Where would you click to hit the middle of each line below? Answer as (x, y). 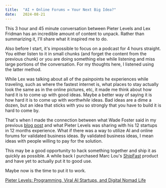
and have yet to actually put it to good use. (49, 161)
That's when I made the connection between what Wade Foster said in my (81, 120)
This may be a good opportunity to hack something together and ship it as (81, 150)
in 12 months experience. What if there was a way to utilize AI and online (79, 130)
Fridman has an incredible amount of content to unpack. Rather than (75, 34)
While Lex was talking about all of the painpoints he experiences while (77, 79)
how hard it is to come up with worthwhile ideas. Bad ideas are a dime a (79, 100)
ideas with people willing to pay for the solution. (54, 141)
